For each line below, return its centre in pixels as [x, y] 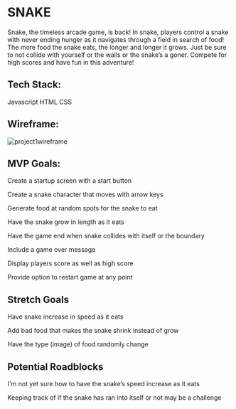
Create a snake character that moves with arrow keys [85, 195]
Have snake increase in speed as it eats [65, 317]
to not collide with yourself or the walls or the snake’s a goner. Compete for [117, 55]
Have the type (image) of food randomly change [78, 344]
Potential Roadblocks [55, 367]
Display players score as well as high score [70, 263]
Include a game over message [52, 250]
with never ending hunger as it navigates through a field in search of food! [116, 39]
